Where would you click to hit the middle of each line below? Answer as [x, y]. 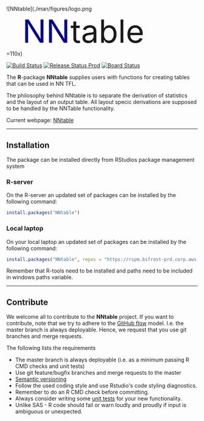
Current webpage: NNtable [40, 120]
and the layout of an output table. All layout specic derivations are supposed [102, 102]
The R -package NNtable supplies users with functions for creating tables [98, 77]
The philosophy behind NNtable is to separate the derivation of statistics [97, 96]
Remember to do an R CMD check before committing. [82, 392]
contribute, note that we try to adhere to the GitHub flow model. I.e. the [95, 323]
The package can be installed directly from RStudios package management [100, 160]
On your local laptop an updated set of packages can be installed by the [96, 242]
